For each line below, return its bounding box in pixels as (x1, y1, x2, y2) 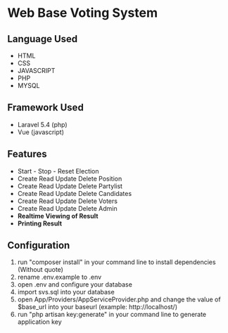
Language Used (7, 33, 78, 45)
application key (17, 318, 62, 326)
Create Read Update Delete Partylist (17, 181, 123, 190)
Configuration (7, 240, 70, 252)
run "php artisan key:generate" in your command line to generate (17, 311, 207, 319)
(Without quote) (17, 266, 63, 274)
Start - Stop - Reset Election (17, 166, 100, 175)
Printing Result (17, 219, 62, 228)
